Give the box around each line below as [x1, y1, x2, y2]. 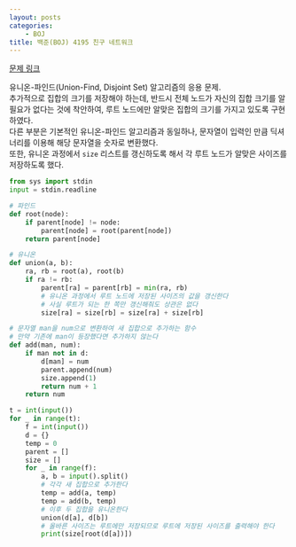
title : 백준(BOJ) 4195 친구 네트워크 [9, 37, 134, 47]
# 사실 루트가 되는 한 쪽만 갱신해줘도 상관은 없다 [41, 300, 199, 309]
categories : [9, 21, 53, 30]
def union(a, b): [9, 259, 74, 268]
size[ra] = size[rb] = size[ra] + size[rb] [41, 308, 204, 317]
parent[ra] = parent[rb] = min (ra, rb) [41, 283, 189, 293]
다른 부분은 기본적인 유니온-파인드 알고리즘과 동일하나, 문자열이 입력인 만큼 [9, 126, 269, 137]
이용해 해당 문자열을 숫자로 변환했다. [32, 137, 159, 148]
